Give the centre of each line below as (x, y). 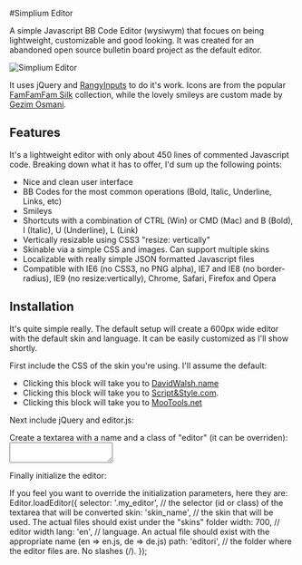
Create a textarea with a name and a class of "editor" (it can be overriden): (149, 437)
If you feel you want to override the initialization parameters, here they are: (149, 492)
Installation (42, 307)
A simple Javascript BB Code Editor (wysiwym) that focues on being (137, 30)
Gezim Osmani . (38, 104)
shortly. (24, 347)
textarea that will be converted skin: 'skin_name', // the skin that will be (141, 512)
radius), (37, 278)
